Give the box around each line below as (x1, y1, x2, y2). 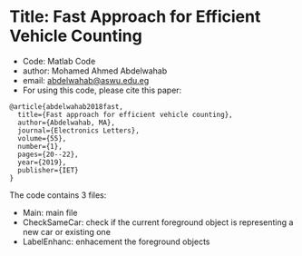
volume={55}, (17, 133, 67, 143)
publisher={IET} (17, 165, 79, 174)
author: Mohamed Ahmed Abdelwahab (22, 65, 168, 76)
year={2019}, (17, 157, 67, 167)
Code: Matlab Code (22, 55, 96, 66)
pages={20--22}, (17, 150, 79, 159)
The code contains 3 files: (9, 189, 107, 201)
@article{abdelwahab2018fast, (9, 102, 124, 111)
